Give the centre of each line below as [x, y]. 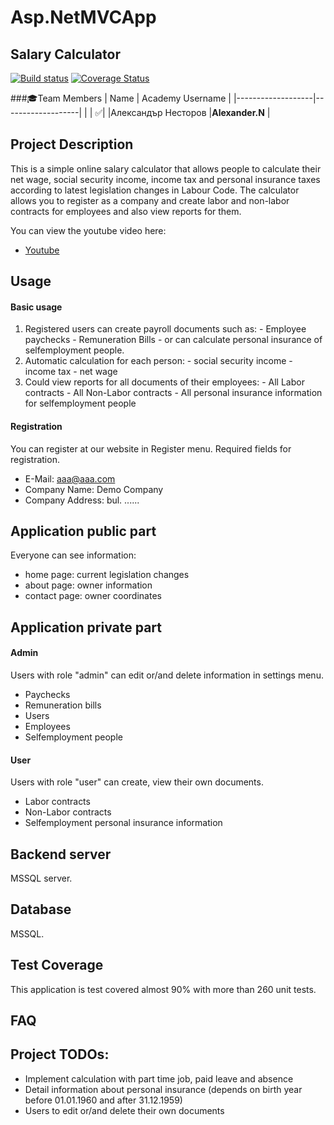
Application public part [83, 531]
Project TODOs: [60, 1054]
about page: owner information [88, 585]
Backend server [61, 854]
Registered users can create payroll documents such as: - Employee [165, 329]
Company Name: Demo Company [94, 489]
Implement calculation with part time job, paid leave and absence [159, 1078]
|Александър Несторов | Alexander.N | [189, 112]
